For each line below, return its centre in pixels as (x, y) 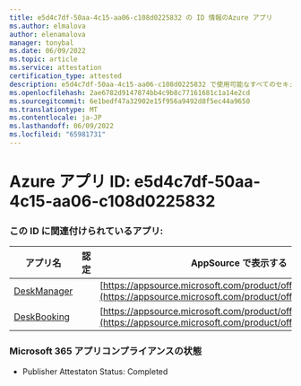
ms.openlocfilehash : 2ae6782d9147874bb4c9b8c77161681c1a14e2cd (130, 92)
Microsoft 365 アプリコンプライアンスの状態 (106, 351)
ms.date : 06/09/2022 (48, 51)
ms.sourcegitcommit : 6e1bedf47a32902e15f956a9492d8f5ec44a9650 (130, 101)
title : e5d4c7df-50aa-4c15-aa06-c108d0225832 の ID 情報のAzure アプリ (141, 18)
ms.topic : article (43, 59)
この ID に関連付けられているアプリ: (86, 231)
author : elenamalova (48, 34)
